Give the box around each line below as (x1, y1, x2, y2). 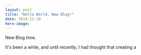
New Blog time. (5, 35, 36, 41)
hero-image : (5, 21, 30, 26)
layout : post (5, 7, 32, 12)
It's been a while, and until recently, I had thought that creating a (5, 44, 137, 50)
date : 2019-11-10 (5, 16, 41, 21)
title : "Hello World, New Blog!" (5, 12, 74, 17)
